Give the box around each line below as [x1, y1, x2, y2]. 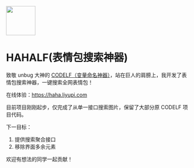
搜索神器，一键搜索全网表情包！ [16, 78, 93, 85]
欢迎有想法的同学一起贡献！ [6, 155, 73, 163]
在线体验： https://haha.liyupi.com [6, 91, 88, 98]
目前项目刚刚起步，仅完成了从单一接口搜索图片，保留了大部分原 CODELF [6, 104, 182, 111]
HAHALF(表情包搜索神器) [6, 51, 129, 64]
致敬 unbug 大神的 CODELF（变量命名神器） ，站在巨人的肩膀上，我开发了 [6, 71, 182, 78]
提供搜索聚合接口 [14, 136, 56, 143]
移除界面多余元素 [14, 143, 56, 150]
